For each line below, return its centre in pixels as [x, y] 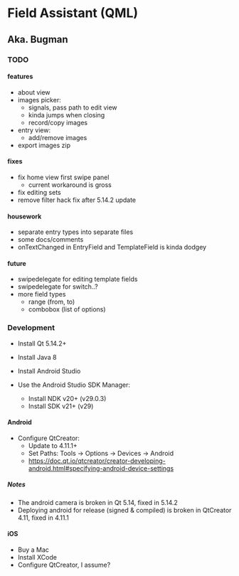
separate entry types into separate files [75, 232]
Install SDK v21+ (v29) [61, 406]
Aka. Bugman [38, 39]
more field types [42, 294]
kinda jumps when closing [67, 114]
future [17, 263]
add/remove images [58, 137]
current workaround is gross [70, 185]
